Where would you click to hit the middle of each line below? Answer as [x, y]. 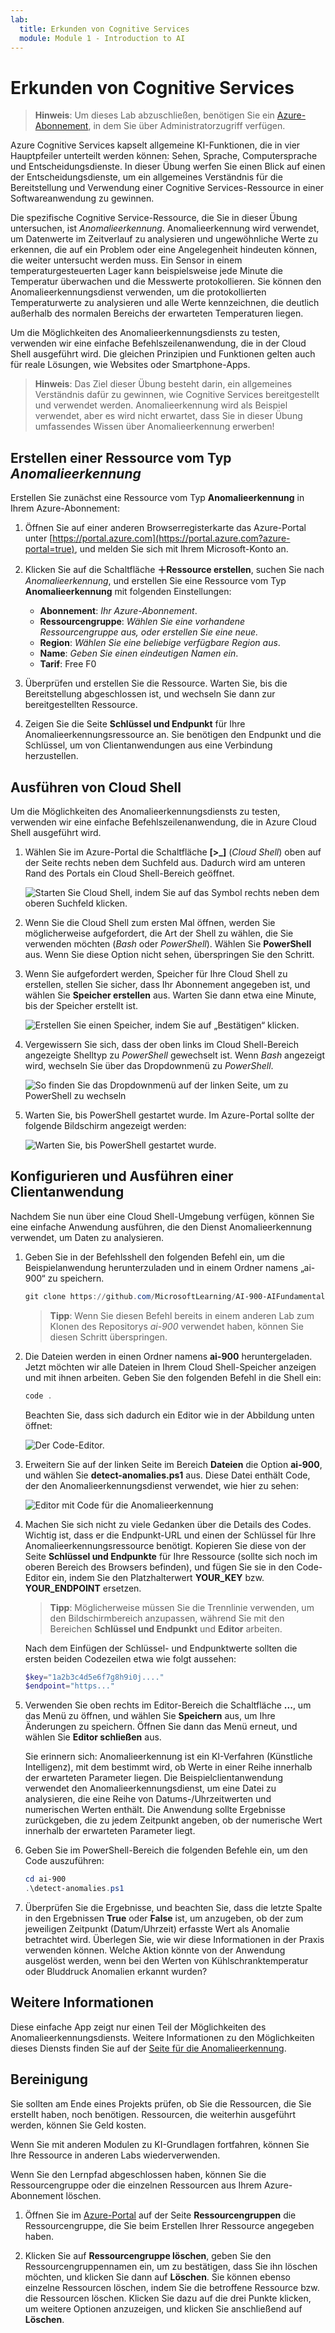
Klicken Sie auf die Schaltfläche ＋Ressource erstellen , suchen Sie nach [174, 570]
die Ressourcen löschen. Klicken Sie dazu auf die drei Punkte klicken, [168, 2298]
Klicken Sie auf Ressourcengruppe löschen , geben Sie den [148, 2255]
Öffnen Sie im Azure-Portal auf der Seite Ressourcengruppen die [160, 2215]
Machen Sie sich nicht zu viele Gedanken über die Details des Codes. [168, 1524]
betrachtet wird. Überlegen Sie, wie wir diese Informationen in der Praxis [174, 1939]
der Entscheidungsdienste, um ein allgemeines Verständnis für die [146, 177]
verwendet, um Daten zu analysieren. [87, 1237]
